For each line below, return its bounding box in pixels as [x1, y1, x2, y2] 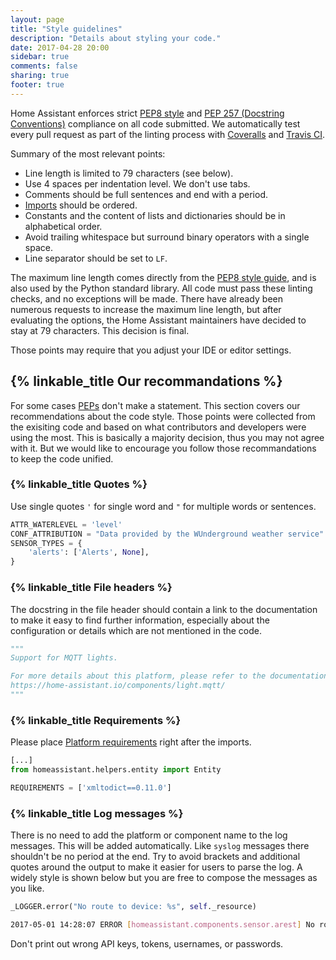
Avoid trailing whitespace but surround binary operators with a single [24, 231, 310, 243]
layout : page [10, 14, 65, 25]
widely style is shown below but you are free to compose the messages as [10, 872, 318, 884]
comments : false [10, 61, 78, 71]
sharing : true [10, 71, 70, 81]
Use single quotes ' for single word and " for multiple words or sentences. [10, 500, 317, 512]
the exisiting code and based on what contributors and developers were [10, 421, 307, 433]
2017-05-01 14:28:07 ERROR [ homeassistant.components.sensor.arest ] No [10, 920, 315, 930]
